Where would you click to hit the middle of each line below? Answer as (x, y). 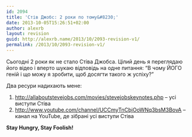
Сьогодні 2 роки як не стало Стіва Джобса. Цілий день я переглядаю (95, 61)
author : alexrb (25, 28)
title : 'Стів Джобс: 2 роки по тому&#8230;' (62, 17)
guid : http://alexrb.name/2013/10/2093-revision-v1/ (73, 39)
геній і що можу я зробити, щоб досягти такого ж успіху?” (80, 74)
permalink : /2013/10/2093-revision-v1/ (56, 45)
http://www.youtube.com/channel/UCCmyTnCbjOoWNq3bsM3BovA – (100, 110)
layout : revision (28, 34)
